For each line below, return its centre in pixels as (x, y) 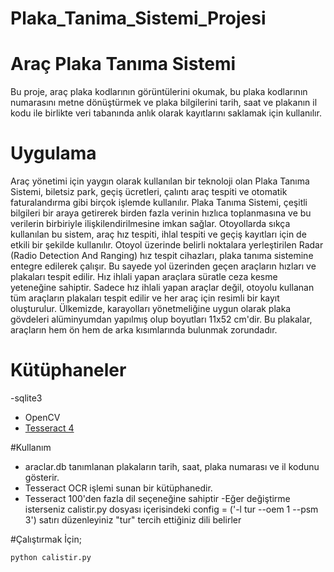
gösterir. (42, 477)
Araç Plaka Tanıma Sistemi (123, 64)
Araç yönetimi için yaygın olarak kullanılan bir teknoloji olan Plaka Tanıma (160, 181)
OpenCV (42, 417)
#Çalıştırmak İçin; (46, 539)
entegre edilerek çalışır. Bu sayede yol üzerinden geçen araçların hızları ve (163, 266)
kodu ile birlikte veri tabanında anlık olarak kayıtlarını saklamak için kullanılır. (166, 113)
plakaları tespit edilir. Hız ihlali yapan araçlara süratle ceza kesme (144, 277)
